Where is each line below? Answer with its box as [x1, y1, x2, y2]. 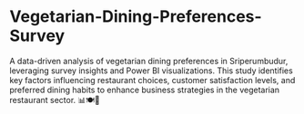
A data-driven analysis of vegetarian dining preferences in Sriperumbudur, [9, 55, 289, 66]
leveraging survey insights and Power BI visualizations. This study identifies [9, 65, 293, 76]
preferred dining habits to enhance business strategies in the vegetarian [9, 84, 280, 95]
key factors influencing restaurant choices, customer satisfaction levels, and [9, 74, 296, 85]
